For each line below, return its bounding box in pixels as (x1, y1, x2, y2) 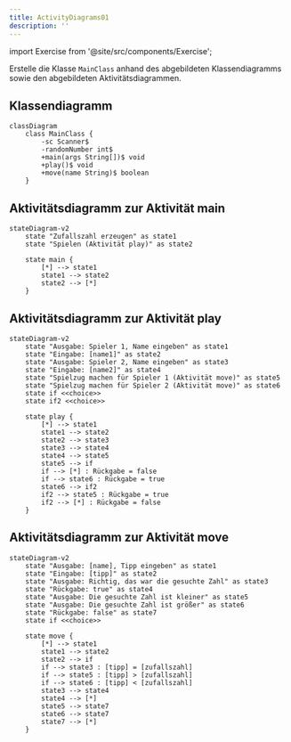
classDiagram (9, 122, 58, 131)
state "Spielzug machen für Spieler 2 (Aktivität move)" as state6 (25, 380, 280, 390)
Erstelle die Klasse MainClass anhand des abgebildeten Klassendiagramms (9, 63, 282, 74)
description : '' (9, 21, 69, 30)
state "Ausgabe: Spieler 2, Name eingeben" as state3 (25, 357, 229, 366)
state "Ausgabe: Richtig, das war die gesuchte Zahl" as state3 (25, 576, 269, 586)
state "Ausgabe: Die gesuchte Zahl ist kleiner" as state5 (25, 592, 249, 601)
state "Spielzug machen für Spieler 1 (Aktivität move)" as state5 (25, 373, 280, 382)
